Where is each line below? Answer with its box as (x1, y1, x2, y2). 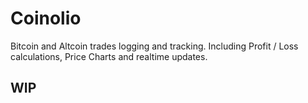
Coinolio (10, 7, 82, 30)
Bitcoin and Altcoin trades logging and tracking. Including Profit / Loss (10, 40, 299, 52)
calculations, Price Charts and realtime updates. (10, 50, 208, 62)
